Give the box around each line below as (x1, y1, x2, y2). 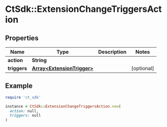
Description (98, 49, 127, 55)
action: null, (9, 108, 39, 114)
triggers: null (9, 113, 41, 118)
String (32, 57, 47, 63)
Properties (5, 34, 39, 42)
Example (5, 82, 33, 90)
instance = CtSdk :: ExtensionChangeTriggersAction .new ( (5, 104, 121, 109)
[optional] (131, 65, 154, 71)
